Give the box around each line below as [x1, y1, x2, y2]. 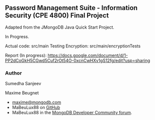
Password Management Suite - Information [5, 4, 138, 12]
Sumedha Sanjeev [5, 81, 41, 87]
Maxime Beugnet [5, 90, 39, 96]
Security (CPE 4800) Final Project [5, 12, 109, 20]
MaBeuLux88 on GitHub [12, 105, 61, 110]
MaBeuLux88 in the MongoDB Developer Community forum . [12, 110, 132, 116]
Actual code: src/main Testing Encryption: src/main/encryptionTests [5, 43, 141, 49]
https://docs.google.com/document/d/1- [47, 52, 128, 58]
